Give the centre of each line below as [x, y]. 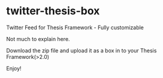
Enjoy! [14, 68]
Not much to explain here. [38, 39]
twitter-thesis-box [53, 11]
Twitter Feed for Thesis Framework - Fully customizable [75, 27]
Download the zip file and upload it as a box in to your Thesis [81, 50]
